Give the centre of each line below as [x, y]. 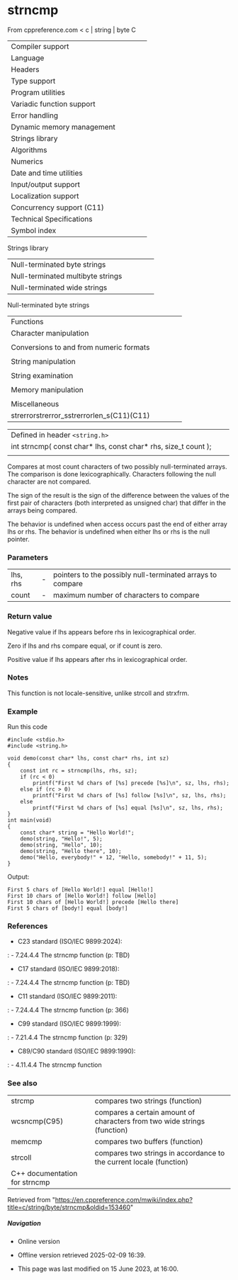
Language [28, 57]
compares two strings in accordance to [160, 1153]
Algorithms [29, 149]
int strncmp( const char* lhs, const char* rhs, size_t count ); [111, 446]
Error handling [35, 115]
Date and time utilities [47, 173]
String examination [42, 375]
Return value [30, 617]
